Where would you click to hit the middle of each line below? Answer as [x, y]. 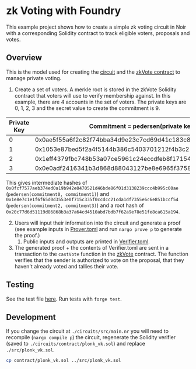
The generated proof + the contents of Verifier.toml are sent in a [92, 247]
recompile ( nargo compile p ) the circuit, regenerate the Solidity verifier [91, 337]
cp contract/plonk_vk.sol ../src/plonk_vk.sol [64, 361]
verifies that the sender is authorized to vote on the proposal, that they [99, 260]
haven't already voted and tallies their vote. [66, 266]
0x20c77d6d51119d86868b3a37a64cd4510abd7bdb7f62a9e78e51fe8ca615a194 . [93, 211]
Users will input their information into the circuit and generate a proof [97, 223]
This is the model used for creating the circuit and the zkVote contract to [93, 72]
